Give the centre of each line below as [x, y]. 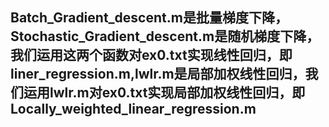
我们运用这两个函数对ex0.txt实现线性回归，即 [151, 55]
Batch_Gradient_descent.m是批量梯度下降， [149, 18]
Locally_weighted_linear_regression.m [133, 109]
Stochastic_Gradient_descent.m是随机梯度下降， [165, 36]
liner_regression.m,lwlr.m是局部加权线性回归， [158, 74]
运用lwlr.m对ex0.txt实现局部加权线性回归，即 [164, 93]
